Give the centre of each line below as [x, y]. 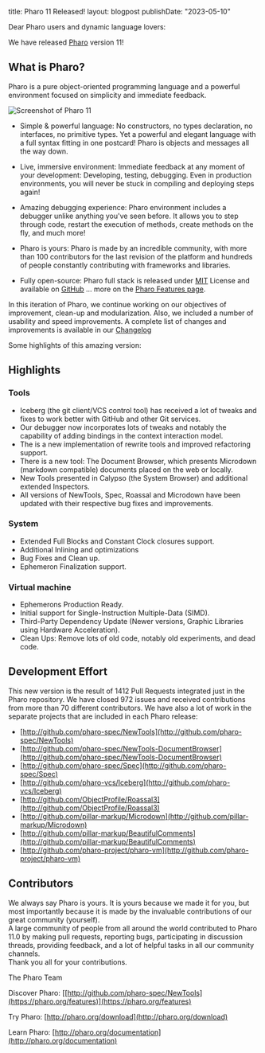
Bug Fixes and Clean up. [60, 558]
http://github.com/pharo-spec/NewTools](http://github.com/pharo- [132, 731]
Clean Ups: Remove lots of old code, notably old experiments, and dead [138, 638]
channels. [24, 954]
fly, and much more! [53, 232]
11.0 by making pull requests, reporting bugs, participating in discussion [125, 936]
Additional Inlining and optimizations [79, 549]
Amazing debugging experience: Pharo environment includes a [123, 207]
